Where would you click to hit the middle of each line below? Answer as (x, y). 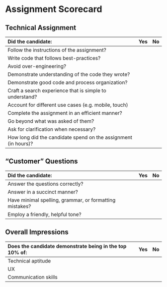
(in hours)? (20, 143)
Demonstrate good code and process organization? (68, 82)
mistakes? (19, 206)
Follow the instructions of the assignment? (57, 50)
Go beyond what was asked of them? (51, 121)
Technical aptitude (29, 261)
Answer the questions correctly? (45, 184)
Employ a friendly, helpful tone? (44, 214)
